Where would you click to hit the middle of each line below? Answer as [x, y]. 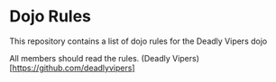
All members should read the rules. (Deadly [90, 58]
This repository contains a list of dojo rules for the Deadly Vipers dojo [138, 41]
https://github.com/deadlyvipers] [74, 68]
